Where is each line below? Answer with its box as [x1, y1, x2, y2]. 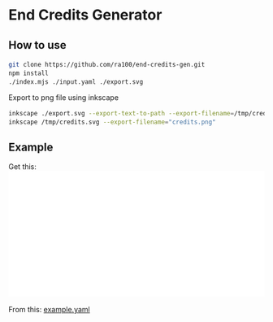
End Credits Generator [8, 6, 162, 24]
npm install [8, 69, 49, 77]
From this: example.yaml [8, 305, 91, 315]
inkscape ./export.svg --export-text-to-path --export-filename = [8, 109, 234, 117]
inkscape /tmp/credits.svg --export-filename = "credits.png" [8, 118, 217, 126]
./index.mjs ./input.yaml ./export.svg [8, 77, 144, 86]
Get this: [8, 162, 37, 172]
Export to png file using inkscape [8, 92, 119, 102]
